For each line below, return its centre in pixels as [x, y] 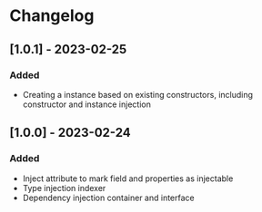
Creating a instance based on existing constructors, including [137, 94]
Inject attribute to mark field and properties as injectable [128, 178]
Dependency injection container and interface [108, 198]
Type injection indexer [64, 188]
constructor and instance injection [87, 104]
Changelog [52, 16]
